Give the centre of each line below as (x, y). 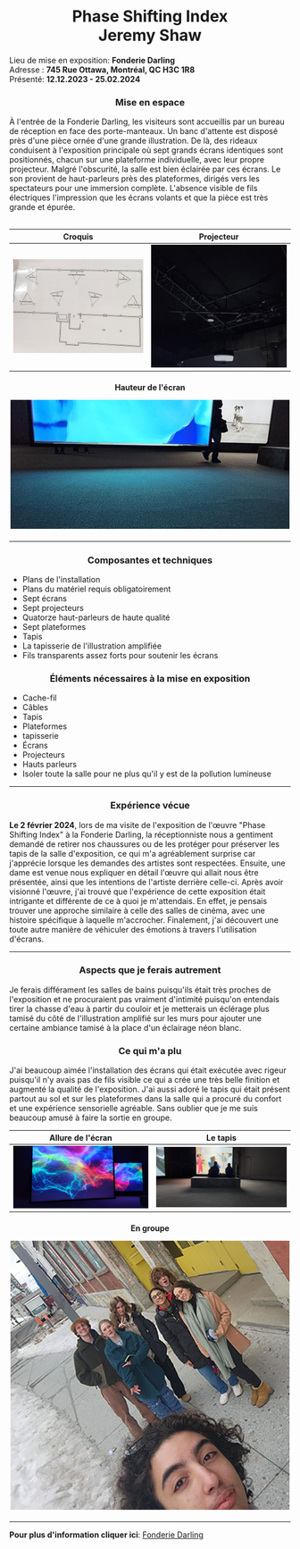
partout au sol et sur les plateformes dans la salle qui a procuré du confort (146, 1099)
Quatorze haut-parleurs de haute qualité (96, 617)
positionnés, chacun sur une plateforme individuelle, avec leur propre (137, 160)
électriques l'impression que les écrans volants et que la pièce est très (139, 197)
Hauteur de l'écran (150, 388)
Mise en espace (150, 102)
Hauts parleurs (50, 765)
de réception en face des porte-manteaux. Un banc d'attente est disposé (144, 131)
